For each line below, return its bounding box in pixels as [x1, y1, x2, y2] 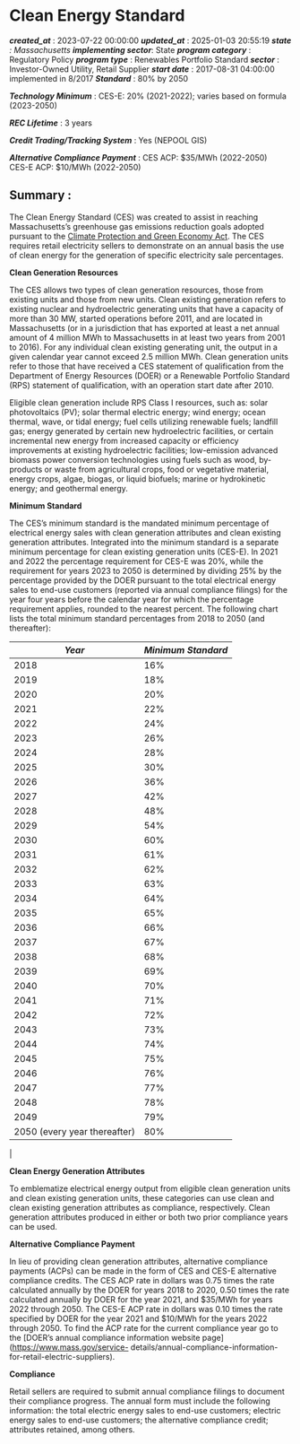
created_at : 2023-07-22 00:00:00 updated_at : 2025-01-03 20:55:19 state [9, 35, 292, 46]
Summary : [9, 187, 72, 203]
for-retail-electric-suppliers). [9, 1351, 116, 1361]
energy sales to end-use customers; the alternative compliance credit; [9, 1414, 269, 1425]
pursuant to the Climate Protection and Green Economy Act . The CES [9, 231, 264, 241]
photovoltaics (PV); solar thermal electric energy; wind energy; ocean [9, 406, 266, 417]
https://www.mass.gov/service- [12, 1342, 129, 1353]
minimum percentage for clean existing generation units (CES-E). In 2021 [9, 546, 279, 557]
